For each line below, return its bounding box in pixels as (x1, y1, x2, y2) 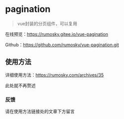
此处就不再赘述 (5, 82, 36, 88)
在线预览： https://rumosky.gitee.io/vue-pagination (5, 31, 108, 37)
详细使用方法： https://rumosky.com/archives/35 (5, 72, 104, 78)
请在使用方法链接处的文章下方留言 (5, 109, 75, 115)
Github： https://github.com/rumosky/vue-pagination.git (5, 41, 119, 48)
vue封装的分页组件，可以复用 (17, 20, 78, 26)
